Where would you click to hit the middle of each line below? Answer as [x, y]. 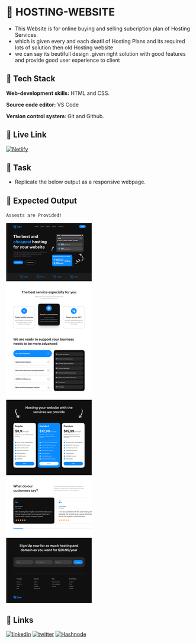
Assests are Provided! [34, 216]
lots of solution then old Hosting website [64, 47]
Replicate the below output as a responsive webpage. [80, 182]
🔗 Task [19, 168]
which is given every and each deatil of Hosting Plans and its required [100, 41]
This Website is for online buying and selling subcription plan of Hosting [102, 28]
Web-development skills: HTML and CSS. [58, 93]
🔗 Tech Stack [31, 79]
